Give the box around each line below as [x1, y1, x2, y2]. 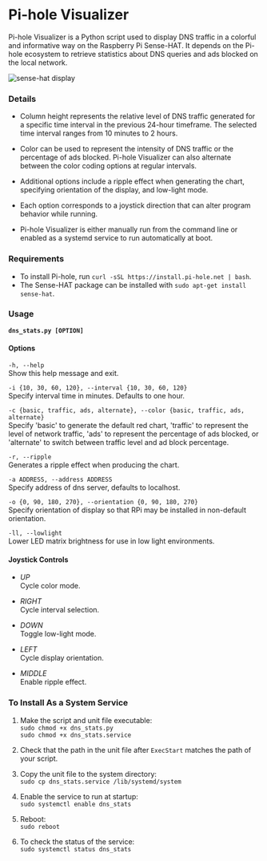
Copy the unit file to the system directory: [19, 769, 157, 778]
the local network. [8, 58, 68, 67]
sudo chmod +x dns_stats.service [19, 731, 132, 739]
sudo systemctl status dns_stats [19, 845, 132, 853]
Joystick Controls [8, 555, 69, 564]
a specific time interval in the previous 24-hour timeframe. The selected [19, 120, 257, 130]
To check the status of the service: [19, 836, 135, 847]
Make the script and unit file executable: [19, 715, 153, 725]
